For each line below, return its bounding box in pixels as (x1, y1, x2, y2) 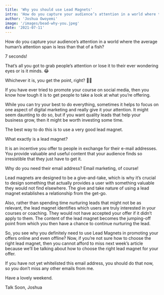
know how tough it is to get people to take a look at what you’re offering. (5, 92, 151, 98)
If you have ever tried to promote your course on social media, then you (5, 87, 149, 93)
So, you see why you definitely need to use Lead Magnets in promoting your (5, 230, 159, 236)
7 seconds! (5, 53, 28, 59)
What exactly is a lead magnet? (5, 136, 68, 142)
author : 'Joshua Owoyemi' (5, 16, 58, 21)
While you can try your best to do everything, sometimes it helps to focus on (5, 102, 159, 107)
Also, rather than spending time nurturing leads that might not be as (5, 200, 142, 206)
